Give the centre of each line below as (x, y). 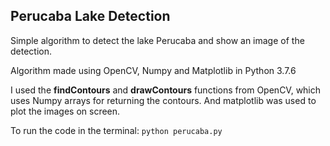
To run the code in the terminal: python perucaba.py (116, 130)
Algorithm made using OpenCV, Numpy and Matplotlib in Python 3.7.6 (153, 70)
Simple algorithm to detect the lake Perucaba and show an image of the (157, 40)
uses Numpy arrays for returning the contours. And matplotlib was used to (163, 100)
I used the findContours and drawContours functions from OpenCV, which (166, 90)
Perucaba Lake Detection (90, 16)
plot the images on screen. (65, 111)
